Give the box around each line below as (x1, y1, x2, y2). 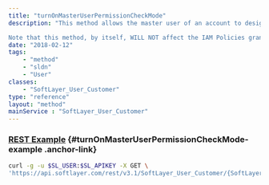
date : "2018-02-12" (8, 41, 74, 49)
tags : (8, 49, 26, 57)
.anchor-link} (43, 144, 98, 155)
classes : (8, 77, 38, 86)
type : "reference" (8, 92, 70, 100)
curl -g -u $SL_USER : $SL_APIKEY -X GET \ (8, 162, 149, 170)
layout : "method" (8, 100, 66, 108)
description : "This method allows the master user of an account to (8, 19, 242, 27)
